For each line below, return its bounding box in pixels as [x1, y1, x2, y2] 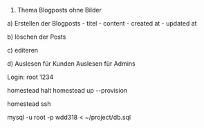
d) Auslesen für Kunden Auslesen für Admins [7, 60, 136, 68]
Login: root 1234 [7, 73, 54, 81]
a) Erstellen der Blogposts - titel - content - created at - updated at [7, 19, 197, 27]
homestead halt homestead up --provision [7, 86, 128, 94]
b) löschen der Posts [7, 33, 66, 41]
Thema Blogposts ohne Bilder [17, 6, 102, 14]
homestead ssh [7, 100, 51, 108]
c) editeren [7, 46, 39, 54]
